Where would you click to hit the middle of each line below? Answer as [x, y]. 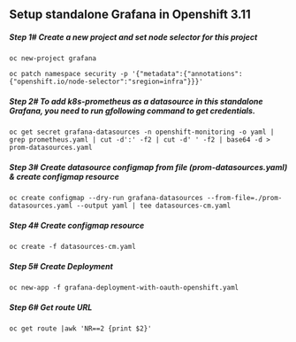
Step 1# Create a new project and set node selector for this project [133, 37]
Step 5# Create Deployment [61, 266]
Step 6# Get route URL [51, 307]
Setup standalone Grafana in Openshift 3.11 [130, 15]
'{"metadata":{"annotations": [187, 74]
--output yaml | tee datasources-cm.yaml [154, 206]
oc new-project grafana [53, 58]
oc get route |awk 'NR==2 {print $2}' [80, 329]
